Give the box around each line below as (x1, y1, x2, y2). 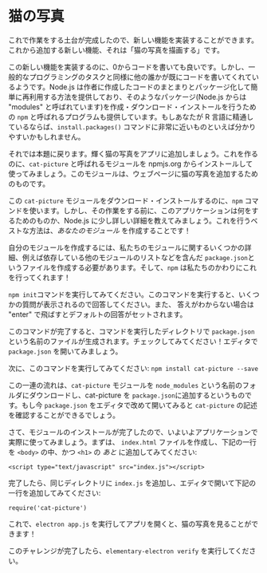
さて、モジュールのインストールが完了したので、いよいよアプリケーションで (8, 427, 258, 437)
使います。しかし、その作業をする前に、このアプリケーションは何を (29, 205, 252, 215)
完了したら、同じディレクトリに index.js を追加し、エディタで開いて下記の (8, 478, 257, 488)
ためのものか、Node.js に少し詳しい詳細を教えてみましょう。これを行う (14, 215, 251, 225)
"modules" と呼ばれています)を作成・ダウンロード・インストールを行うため (8, 101, 257, 112)
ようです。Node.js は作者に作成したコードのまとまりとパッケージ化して (14, 81, 251, 92)
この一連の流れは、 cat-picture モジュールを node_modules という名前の (8, 380, 243, 389)
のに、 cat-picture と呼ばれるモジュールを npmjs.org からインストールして (8, 159, 253, 168)
